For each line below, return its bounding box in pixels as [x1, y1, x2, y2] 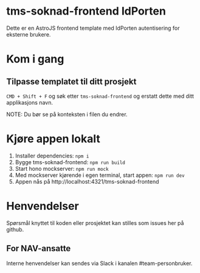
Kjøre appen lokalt [6, 132, 100, 146]
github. [6, 226, 24, 233]
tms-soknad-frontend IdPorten [6, 4, 166, 18]
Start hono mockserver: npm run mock [15, 165, 109, 172]
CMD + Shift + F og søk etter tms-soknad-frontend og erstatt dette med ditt [6, 92, 195, 100]
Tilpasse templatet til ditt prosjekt [6, 76, 137, 86]
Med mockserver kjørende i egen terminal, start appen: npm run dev [15, 171, 185, 179]
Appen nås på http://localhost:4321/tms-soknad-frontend [15, 178, 159, 185]
